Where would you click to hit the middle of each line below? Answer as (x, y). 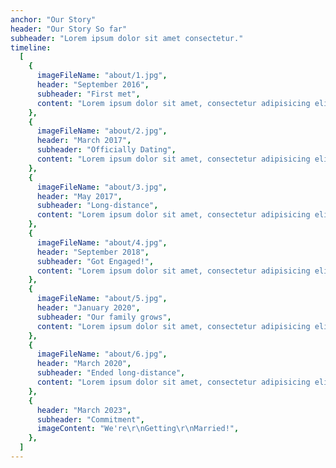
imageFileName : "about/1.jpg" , (102, 76)
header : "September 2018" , (93, 252)
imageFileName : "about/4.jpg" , (102, 242)
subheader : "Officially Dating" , (106, 150)
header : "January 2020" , (88, 308)
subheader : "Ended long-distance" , (111, 373)
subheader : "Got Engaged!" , (95, 261)
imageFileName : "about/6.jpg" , (102, 354)
